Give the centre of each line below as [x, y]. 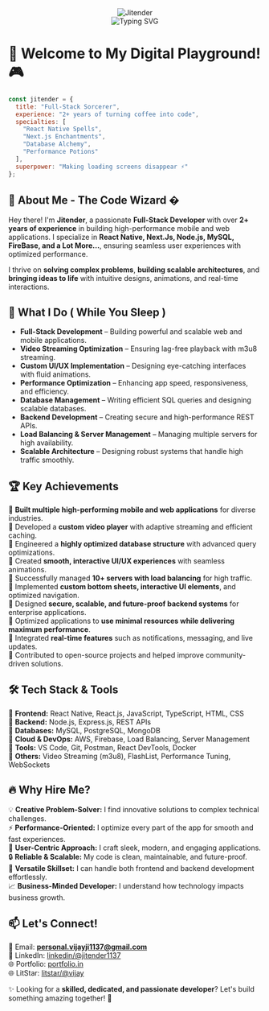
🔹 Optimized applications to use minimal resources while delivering [122, 621]
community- [226, 655]
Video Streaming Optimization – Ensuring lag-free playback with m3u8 [139, 349]
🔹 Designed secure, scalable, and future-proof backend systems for [124, 604]
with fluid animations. [55, 374]
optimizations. [32, 552]
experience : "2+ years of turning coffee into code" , [107, 114]
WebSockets [29, 765]
